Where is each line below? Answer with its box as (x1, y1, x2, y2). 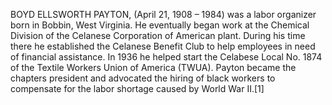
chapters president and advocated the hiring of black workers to (10, 72, 276, 84)
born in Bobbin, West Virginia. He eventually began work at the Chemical (10, 19, 310, 31)
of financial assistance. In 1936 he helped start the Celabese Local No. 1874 (10, 51, 323, 63)
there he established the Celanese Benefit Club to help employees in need (10, 40, 316, 52)
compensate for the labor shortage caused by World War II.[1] (10, 83, 265, 94)
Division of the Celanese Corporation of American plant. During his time (10, 30, 306, 41)
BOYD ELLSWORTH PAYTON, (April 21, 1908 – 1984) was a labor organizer (10, 9, 317, 20)
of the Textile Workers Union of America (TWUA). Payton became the (10, 62, 297, 73)
